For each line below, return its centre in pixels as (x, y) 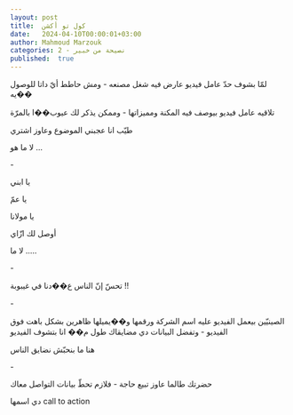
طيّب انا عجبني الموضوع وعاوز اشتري (71, 130)
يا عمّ (19, 199)
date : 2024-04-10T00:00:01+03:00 (76, 34)
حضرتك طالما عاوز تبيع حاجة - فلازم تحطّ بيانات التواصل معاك (111, 384)
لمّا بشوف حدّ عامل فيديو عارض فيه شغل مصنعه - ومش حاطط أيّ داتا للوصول (139, 84)
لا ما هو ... (27, 147)
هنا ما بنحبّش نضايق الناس (53, 349)
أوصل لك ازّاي (33, 233)
